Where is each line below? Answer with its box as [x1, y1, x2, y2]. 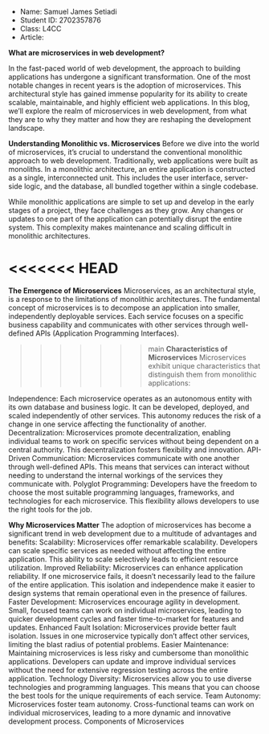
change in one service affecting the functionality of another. [8, 419, 207, 429]
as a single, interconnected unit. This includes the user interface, [8, 173, 223, 182]
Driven [8, 453, 31, 463]
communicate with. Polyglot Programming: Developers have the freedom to [8, 479, 258, 488]
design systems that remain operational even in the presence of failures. [8, 588, 247, 597]
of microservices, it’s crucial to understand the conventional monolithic [8, 148, 243, 157]
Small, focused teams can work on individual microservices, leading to [8, 606, 243, 615]
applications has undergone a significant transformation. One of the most [8, 72, 251, 81]
